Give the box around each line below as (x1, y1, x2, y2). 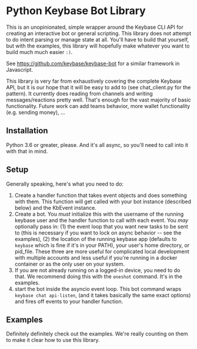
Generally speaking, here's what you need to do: (6, 180, 124, 187)
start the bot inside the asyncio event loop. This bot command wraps (14, 285, 182, 292)
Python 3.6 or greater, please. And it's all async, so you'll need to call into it (6, 141, 188, 148)
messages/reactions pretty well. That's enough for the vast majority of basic (6, 96, 191, 103)
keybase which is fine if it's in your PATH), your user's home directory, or (14, 241, 190, 249)
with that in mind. (6, 147, 48, 155)
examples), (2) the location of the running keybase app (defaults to (14, 235, 177, 242)
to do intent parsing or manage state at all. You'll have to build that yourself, (6, 36, 189, 43)
